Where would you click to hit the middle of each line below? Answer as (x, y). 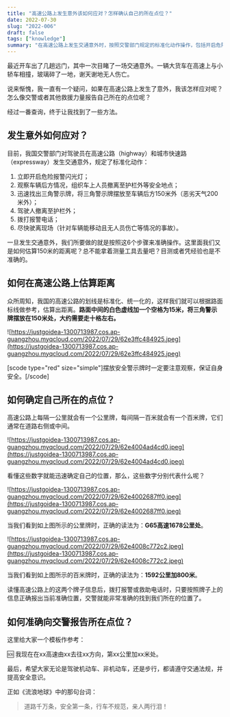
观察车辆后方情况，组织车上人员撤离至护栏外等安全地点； (98, 185)
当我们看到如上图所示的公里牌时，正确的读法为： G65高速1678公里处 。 (107, 525)
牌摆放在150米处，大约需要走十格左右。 (63, 318)
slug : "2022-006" (32, 26)
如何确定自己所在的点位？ (61, 400)
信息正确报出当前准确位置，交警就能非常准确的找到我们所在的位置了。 (106, 598)
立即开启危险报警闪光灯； (53, 176)
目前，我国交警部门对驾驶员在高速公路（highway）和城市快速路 (97, 153)
